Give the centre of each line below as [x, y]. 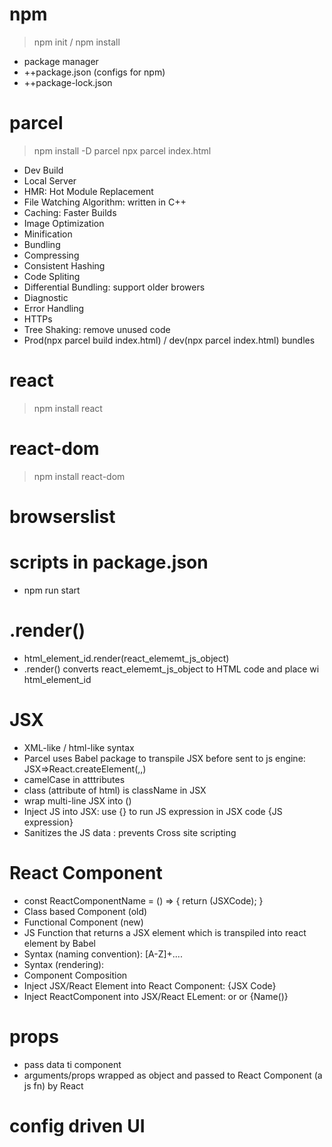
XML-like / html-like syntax [79, 747]
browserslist [62, 516]
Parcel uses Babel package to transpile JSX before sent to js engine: [164, 758]
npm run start [52, 590]
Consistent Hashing [64, 265]
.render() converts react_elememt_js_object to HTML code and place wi [171, 669]
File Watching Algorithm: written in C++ [105, 202]
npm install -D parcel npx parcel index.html [122, 150]
